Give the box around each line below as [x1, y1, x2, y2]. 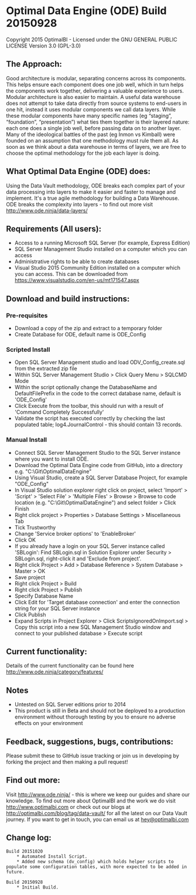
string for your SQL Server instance [14, 605, 101, 612]
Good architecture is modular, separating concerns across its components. [6, 74, 187, 81]
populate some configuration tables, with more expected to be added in [6, 863, 187, 870]
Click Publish [14, 611, 46, 618]
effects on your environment [14, 720, 83, 727]
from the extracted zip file [14, 365, 77, 372]
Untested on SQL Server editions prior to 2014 [14, 701, 126, 708]
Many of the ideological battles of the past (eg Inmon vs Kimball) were [6, 131, 176, 138]
